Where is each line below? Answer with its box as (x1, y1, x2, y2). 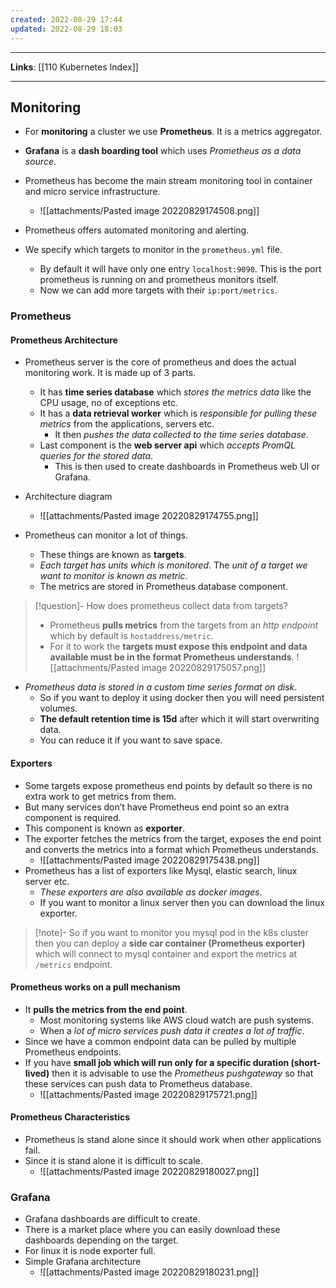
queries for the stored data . (39, 450, 154, 462)
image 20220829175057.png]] (141, 662, 267, 674)
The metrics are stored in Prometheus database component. (39, 581, 289, 593)
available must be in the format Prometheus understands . (49, 651, 295, 663)
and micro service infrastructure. (24, 186, 161, 198)
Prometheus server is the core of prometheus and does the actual (24, 356, 297, 368)
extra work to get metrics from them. (24, 790, 177, 802)
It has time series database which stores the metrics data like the (39, 386, 312, 398)
